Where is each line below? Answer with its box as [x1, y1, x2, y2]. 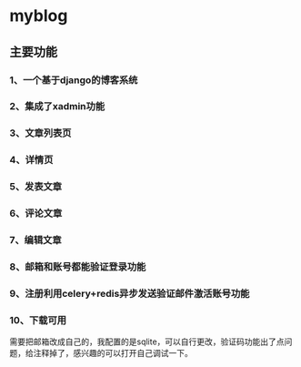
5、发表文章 [9, 180, 62, 193]
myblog [9, 5, 68, 26]
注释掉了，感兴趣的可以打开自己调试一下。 [33, 348, 193, 359]
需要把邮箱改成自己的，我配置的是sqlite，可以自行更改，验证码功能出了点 [9, 336, 285, 347]
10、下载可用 [9, 313, 66, 326]
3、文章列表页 [9, 127, 72, 139]
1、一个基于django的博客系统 [9, 74, 138, 87]
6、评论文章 [9, 207, 63, 219]
